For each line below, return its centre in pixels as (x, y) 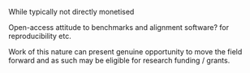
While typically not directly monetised (71, 12)
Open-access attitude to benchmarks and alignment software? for (119, 27)
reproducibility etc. (40, 36)
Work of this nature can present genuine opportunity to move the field (125, 52)
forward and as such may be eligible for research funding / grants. (119, 60)
